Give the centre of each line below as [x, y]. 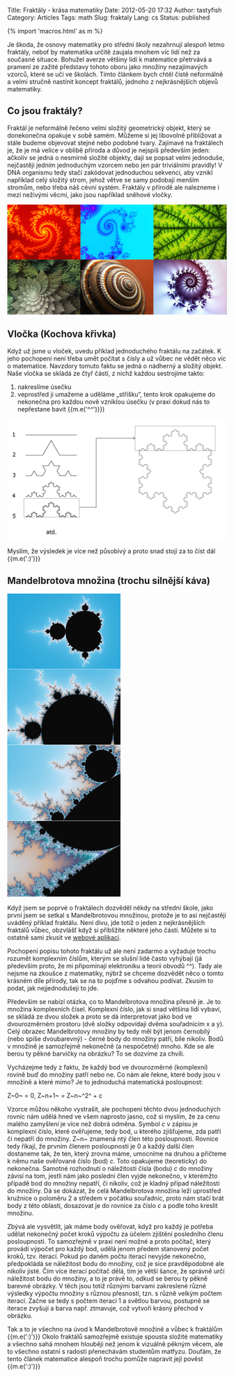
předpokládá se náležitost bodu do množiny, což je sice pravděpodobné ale [116, 1264]
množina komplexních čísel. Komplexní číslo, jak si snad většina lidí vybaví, [114, 1010]
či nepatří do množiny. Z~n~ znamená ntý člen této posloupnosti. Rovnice [113, 1139]
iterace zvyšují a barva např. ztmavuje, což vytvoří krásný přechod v [105, 1309]
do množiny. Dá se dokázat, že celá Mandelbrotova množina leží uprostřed [114, 1191]
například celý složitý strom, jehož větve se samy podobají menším [103, 180]
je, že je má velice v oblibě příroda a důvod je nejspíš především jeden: [109, 150]
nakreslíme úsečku [44, 386]
